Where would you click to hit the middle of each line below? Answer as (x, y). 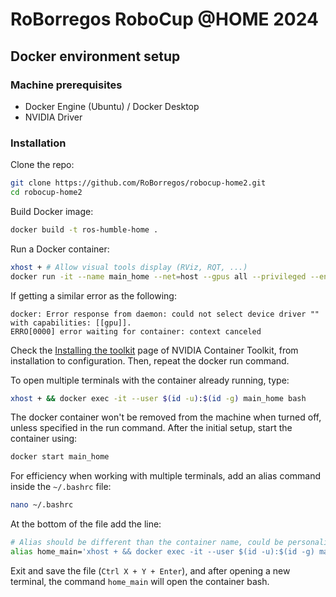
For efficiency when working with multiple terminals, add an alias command (166, 476)
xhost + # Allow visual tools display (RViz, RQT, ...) (129, 267)
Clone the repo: (42, 165)
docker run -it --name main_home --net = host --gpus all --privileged (158, 276)
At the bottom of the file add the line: (86, 524)
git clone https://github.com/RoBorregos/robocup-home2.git (138, 183)
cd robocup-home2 (46, 193)
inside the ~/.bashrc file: (61, 487)
